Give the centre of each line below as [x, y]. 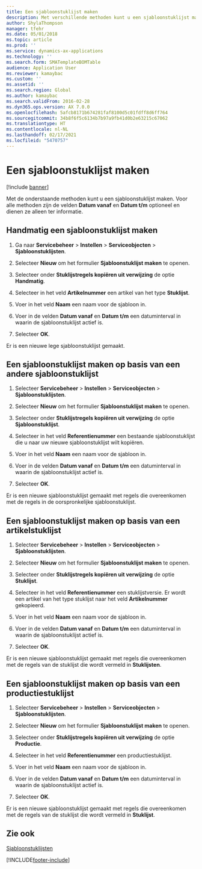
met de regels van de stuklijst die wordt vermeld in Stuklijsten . [84, 665]
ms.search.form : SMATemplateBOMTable [54, 62]
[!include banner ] [28, 187]
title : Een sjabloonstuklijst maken [52, 12]
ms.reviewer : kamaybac [35, 73]
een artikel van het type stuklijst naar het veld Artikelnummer [91, 599]
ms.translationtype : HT [36, 124]
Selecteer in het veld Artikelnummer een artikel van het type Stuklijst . [102, 292]
